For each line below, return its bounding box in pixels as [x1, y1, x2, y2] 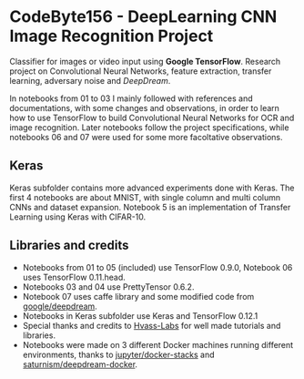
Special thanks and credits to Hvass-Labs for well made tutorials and [22, 320, 281, 331]
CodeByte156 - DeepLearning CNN [9, 6, 278, 27]
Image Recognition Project [9, 26, 214, 46]
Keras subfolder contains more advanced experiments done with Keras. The [9, 182, 295, 193]
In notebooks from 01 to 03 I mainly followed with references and [9, 93, 253, 104]
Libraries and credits [9, 238, 129, 253]
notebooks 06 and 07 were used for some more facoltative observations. [9, 131, 284, 142]
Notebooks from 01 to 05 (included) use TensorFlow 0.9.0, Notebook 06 [22, 261, 293, 272]
